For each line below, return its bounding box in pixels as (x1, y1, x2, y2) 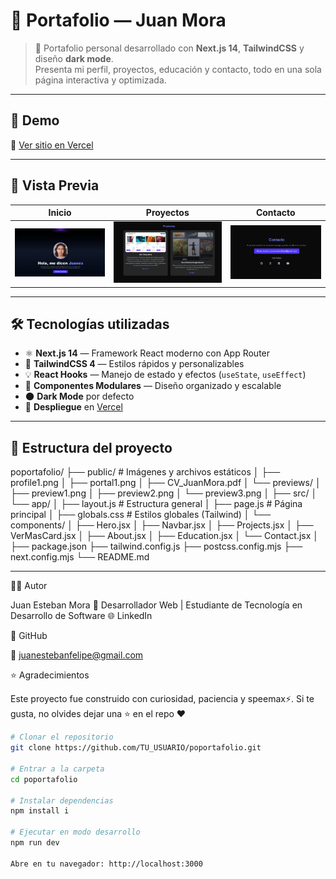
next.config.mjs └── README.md (10, 551, 150, 563)
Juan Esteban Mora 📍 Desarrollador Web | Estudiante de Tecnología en (10, 599, 303, 611)
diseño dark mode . (34, 52, 114, 64)
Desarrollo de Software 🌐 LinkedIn (10, 610, 153, 622)
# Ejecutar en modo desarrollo (10, 827, 141, 838)
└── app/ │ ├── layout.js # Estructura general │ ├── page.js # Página (10, 498, 303, 510)
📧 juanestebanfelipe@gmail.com (10, 649, 144, 661)
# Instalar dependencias (10, 795, 114, 806)
